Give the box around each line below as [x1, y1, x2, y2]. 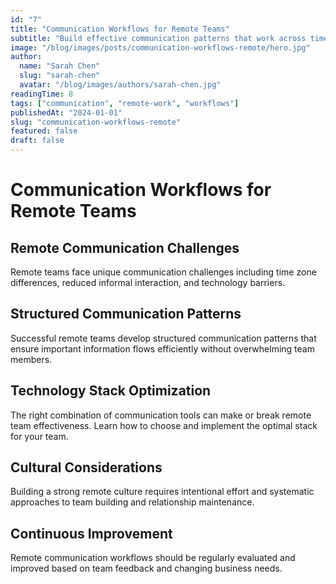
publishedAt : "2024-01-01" [10, 107, 123, 118]
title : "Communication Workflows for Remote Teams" [10, 24, 230, 34]
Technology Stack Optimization [10, 382, 212, 400]
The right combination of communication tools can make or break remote [10, 409, 312, 421]
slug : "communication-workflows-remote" [10, 117, 182, 127]
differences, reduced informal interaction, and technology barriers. [10, 277, 286, 288]
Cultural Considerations [10, 459, 163, 476]
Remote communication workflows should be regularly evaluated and [10, 552, 296, 564]
